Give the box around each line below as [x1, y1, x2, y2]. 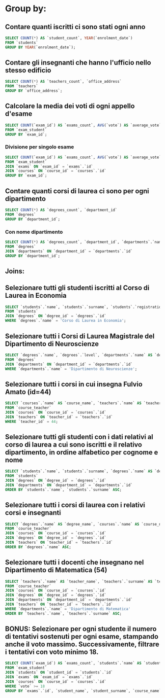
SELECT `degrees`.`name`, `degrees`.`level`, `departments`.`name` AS [5, 352, 153, 357]
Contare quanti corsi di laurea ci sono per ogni [5, 187, 149, 195]
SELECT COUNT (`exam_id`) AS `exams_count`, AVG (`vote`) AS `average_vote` [5, 123, 162, 128]
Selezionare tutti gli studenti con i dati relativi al [5, 433, 154, 441]
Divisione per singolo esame [5, 143, 75, 150]
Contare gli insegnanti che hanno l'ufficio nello [5, 59, 151, 67]
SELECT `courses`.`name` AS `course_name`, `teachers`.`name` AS [5, 401, 141, 406]
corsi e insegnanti [5, 509, 61, 517]
